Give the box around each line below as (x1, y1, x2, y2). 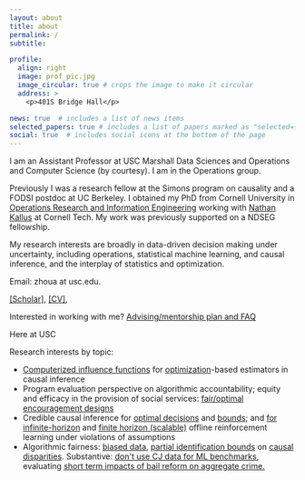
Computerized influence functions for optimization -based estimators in (22, 365, 289, 375)
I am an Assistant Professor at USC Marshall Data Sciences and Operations (9, 155, 290, 166)
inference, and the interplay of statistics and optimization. (9, 258, 225, 269)
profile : (9, 55, 43, 65)
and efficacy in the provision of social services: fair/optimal (22, 393, 244, 405)
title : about (9, 22, 59, 31)
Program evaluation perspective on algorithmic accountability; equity (22, 384, 281, 395)
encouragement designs (22, 403, 114, 414)
